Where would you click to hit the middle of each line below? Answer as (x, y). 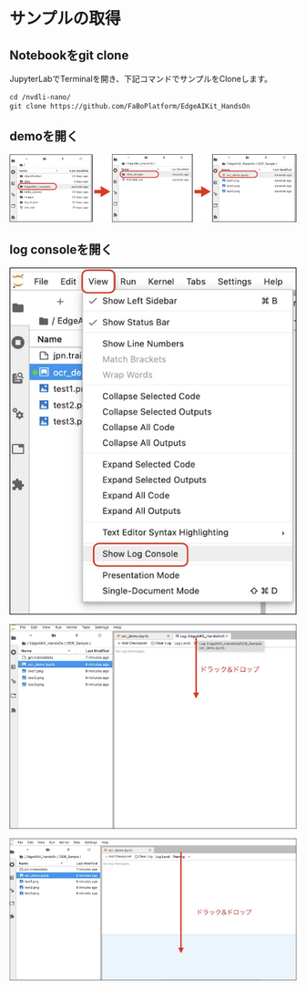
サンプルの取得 (65, 19)
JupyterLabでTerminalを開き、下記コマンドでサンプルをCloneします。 (141, 79)
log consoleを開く (61, 250)
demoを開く (44, 136)
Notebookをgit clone (69, 55)
